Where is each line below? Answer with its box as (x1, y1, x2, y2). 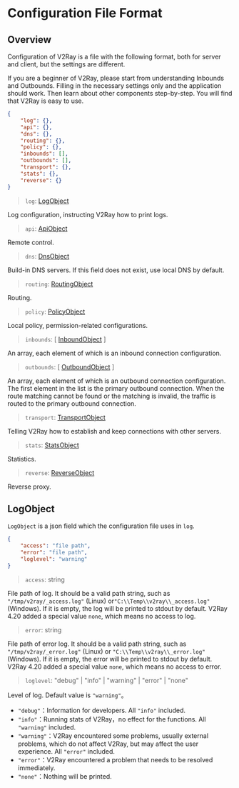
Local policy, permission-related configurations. (7, 321, 148, 329)
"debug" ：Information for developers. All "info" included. (17, 706, 185, 714)
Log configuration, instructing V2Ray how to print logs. (7, 210, 168, 219)
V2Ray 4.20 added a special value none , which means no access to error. (7, 662, 222, 671)
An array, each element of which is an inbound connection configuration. (7, 349, 222, 357)
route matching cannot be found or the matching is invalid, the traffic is (7, 391, 216, 400)
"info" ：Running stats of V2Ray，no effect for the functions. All (17, 714, 206, 723)
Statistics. (7, 454, 37, 463)
